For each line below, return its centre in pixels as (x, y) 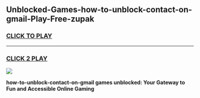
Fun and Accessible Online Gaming (50, 88)
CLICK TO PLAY (29, 36)
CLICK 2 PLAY (27, 58)
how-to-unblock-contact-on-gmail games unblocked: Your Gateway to (96, 82)
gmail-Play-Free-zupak (50, 19)
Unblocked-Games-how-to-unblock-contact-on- (99, 10)
